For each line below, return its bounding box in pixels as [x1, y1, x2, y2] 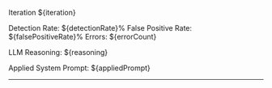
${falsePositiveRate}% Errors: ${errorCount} [8, 32, 157, 41]
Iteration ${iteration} [8, 8, 76, 17]
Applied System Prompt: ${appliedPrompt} [8, 63, 151, 73]
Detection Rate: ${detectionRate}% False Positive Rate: [8, 23, 193, 32]
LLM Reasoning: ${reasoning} [8, 48, 108, 57]
